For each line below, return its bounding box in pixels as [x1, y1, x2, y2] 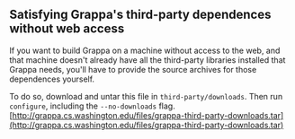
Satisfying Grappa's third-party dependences [9, 7, 272, 22]
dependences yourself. [9, 74, 95, 84]
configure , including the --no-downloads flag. [9, 100, 175, 111]
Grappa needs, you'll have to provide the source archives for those [9, 64, 257, 74]
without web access [9, 22, 125, 37]
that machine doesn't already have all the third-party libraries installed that [9, 54, 286, 65]
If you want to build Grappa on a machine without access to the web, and [9, 45, 281, 56]
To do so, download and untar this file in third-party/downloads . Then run [9, 91, 283, 101]
